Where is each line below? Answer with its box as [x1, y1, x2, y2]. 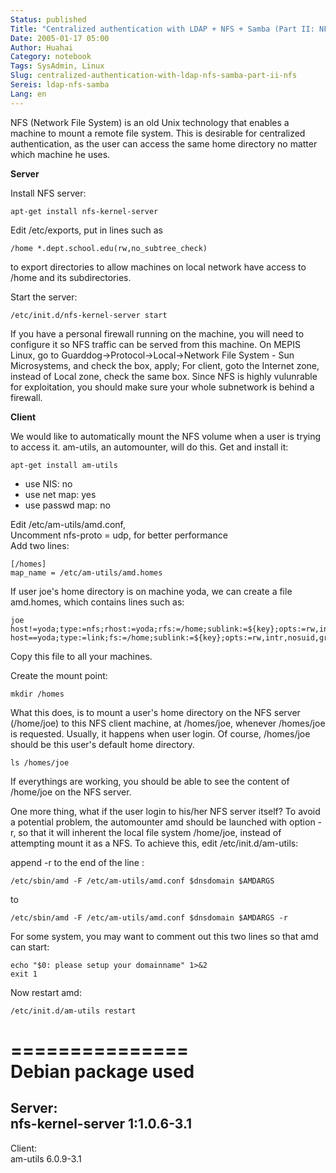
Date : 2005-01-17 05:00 [10, 33, 110, 43]
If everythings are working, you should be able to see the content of [10, 775, 290, 787]
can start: [10, 941, 50, 953]
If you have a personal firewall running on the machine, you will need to [10, 327, 305, 340]
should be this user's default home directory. [10, 738, 195, 750]
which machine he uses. [10, 148, 111, 160]
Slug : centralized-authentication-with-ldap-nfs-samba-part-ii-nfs [10, 71, 298, 81]
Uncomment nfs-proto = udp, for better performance [10, 529, 228, 541]
